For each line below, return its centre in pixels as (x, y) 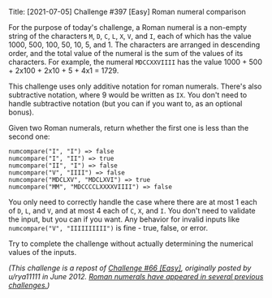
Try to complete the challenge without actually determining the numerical (131, 244)
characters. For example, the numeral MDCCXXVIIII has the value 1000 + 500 (135, 62)
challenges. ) (29, 285)
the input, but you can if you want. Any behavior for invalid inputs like (124, 219)
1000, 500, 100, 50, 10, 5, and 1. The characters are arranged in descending (134, 45)
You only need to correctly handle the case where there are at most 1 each (133, 202)
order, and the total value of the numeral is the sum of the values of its (126, 53)
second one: (29, 136)
